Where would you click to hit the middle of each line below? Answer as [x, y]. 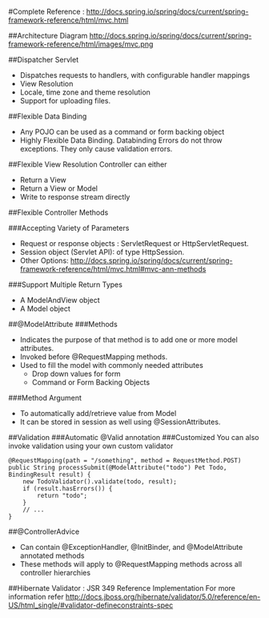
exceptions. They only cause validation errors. [96, 149]
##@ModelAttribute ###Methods [63, 324]
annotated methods [52, 555]
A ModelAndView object [60, 300]
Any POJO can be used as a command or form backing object [122, 132]
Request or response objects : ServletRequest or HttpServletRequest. [134, 243]
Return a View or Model [59, 188]
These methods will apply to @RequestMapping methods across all [131, 564]
